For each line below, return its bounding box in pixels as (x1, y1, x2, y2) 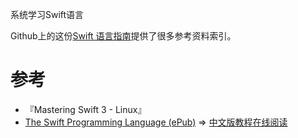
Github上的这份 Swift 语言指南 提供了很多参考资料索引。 (10, 30, 237, 42)
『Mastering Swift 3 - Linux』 (24, 103, 147, 115)
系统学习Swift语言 (10, 9, 85, 20)
